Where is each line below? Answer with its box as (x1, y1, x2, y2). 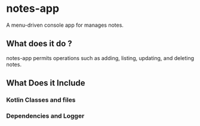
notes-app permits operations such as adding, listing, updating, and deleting (6, 54, 195, 61)
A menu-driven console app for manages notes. (6, 21, 124, 29)
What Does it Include (6, 78, 85, 88)
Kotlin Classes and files (6, 96, 76, 104)
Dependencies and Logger (6, 112, 85, 120)
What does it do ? (6, 39, 73, 49)
